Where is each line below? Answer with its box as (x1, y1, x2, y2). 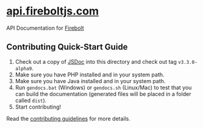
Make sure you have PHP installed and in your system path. (15, 71, 165, 78)
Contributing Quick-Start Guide (6, 42, 128, 52)
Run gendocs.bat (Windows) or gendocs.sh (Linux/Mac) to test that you (15, 84, 192, 91)
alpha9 (15, 66, 32, 72)
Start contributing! (15, 103, 62, 110)
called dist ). (15, 96, 47, 104)
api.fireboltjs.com (6, 4, 99, 18)
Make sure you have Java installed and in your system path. (15, 77, 166, 84)
